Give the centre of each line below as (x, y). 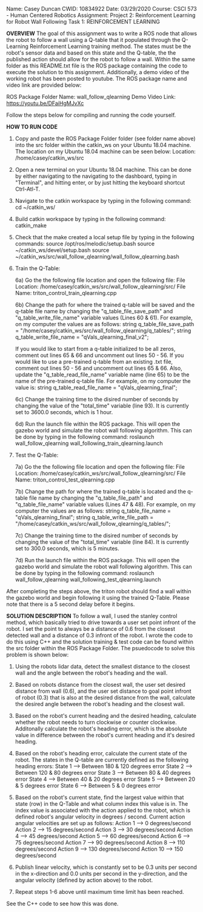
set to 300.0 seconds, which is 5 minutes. (67, 548)
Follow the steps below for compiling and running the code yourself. (91, 115)
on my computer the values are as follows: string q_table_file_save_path (105, 324)
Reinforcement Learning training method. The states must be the (111, 46)
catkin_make (31, 225)
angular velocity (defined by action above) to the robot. (84, 880)
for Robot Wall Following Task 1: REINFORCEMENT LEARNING (83, 22)
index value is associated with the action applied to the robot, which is (103, 810)
